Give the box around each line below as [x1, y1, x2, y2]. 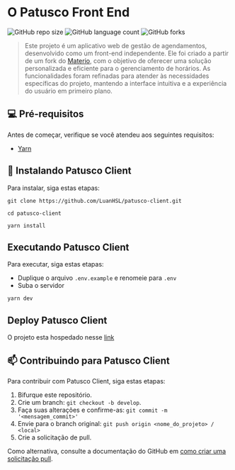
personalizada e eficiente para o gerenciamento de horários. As [24, 64, 211, 72]
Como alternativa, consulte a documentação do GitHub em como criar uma [7, 447, 227, 455]
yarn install [7, 222, 46, 229]
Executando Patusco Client [7, 241, 130, 253]
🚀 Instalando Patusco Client [7, 164, 132, 177]
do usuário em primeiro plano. [24, 86, 113, 95]
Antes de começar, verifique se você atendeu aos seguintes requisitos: [7, 130, 214, 139]
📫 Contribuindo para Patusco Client [7, 354, 170, 367]
